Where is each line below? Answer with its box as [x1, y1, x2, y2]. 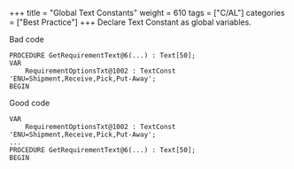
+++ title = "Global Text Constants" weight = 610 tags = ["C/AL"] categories [9, 8, 285, 18]
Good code [9, 97, 50, 108]
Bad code [9, 35, 44, 44]
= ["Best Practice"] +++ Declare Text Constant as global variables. [9, 17, 252, 27]
